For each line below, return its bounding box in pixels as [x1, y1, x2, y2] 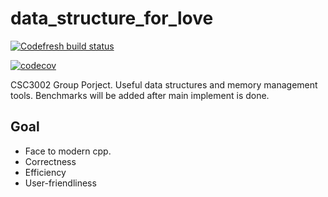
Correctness [24, 155, 77, 167]
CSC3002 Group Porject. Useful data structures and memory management [10, 78, 318, 91]
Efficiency [24, 166, 67, 178]
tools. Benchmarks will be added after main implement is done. [10, 89, 270, 101]
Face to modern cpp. [24, 145, 112, 157]
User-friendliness [24, 177, 97, 189]
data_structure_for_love [10, 7, 214, 30]
